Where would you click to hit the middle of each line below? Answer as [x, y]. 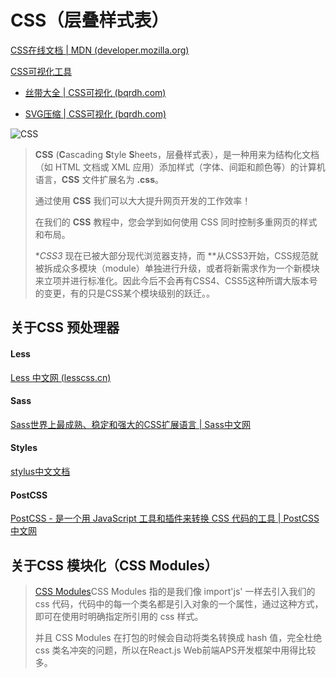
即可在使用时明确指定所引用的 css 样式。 [119, 616]
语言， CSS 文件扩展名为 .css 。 [99, 179]
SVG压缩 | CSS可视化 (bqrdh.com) [95, 113]
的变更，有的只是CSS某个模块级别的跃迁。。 [124, 293]
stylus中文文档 [40, 471]
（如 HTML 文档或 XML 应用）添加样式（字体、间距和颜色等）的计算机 [180, 167]
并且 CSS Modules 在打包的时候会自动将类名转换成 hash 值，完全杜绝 [178, 637]
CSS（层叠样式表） [90, 20]
